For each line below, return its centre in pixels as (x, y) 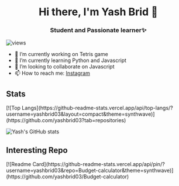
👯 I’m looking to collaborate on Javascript (64, 67)
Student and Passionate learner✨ (98, 30)
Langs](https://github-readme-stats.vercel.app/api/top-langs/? (98, 108)
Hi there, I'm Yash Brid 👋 (98, 12)
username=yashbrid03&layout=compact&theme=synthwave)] (80, 114)
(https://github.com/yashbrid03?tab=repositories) (66, 120)
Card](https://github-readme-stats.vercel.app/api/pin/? (99, 164)
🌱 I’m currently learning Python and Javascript (70, 60)
